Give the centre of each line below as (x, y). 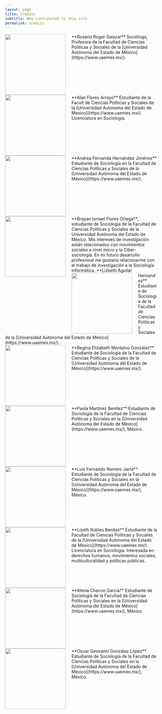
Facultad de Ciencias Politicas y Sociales (112, 535)
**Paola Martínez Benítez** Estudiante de (114, 409)
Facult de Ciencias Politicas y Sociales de (113, 103)
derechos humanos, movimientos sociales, (114, 556)
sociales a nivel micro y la (97, 250)
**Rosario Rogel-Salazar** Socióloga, (110, 37)
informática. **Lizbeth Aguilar (102, 270)
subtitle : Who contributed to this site (46, 18)
